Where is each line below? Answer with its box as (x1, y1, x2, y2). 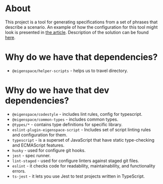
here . (5, 35, 16, 40)
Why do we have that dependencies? (5, 52, 158, 63)
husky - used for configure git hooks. (12, 147, 86, 153)
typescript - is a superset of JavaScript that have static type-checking (12, 137, 155, 143)
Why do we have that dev (5, 85, 109, 96)
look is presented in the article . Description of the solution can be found (5, 29, 149, 35)
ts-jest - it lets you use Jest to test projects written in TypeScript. (12, 173, 145, 179)
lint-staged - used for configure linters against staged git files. (12, 158, 140, 164)
